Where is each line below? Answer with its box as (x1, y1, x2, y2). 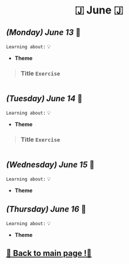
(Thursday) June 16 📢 (6, 204, 87, 214)
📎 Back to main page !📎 (6, 248, 92, 259)
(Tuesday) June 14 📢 (6, 93, 83, 103)
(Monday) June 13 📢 (6, 27, 81, 37)
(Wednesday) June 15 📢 (6, 159, 95, 169)
